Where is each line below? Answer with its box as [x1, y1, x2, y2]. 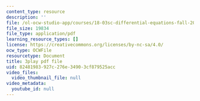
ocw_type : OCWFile [6, 48, 52, 53]
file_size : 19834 [6, 25, 49, 31]
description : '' [6, 14, 46, 20]
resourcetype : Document [6, 53, 65, 59]
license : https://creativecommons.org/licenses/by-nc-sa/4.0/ [6, 42, 164, 48]
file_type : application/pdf [6, 31, 76, 37]
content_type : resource [6, 8, 65, 15]
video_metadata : [6, 81, 46, 87]
